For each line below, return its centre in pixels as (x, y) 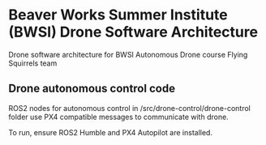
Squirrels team (33, 63)
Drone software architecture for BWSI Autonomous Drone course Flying (128, 54)
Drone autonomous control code (92, 89)
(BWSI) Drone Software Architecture (133, 32)
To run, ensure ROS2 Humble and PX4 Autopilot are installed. (111, 132)
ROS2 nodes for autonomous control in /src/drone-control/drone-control (130, 108)
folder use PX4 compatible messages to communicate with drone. (118, 117)
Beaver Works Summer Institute (118, 15)
